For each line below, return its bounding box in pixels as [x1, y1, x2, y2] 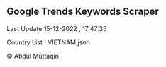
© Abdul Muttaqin [6, 51, 60, 60]
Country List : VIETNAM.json [6, 38, 90, 47]
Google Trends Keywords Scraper [6, 6, 159, 18]
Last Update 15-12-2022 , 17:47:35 [6, 24, 107, 32]
